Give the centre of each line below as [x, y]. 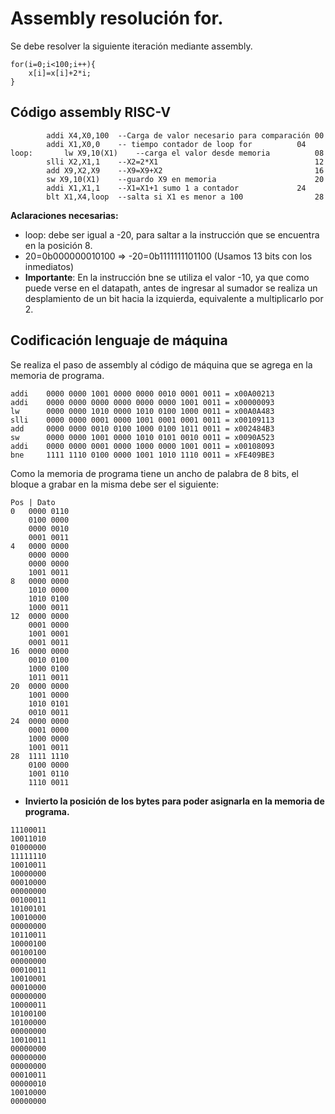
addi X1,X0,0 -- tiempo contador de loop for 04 [176, 144]
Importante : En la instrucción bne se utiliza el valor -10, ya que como [167, 277]
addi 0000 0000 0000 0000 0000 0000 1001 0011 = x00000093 [142, 402]
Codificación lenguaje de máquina [119, 340]
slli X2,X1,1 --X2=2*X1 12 [185, 162]
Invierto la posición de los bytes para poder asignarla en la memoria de [174, 801]
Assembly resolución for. [117, 18]
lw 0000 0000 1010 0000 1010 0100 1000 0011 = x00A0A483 [142, 411]
